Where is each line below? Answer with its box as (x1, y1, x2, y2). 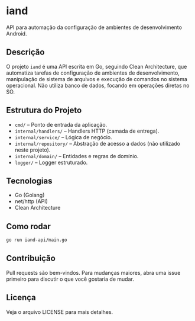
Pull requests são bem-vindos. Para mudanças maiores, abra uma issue (6, 269, 181, 276)
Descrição (6, 47, 45, 57)
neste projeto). (14, 146, 51, 153)
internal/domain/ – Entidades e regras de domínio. (14, 152, 139, 159)
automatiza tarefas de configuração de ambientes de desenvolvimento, (6, 69, 180, 76)
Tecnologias (6, 176, 53, 186)
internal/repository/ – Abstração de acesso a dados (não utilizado (14, 140, 181, 147)
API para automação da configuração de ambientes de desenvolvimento (6, 24, 182, 31)
